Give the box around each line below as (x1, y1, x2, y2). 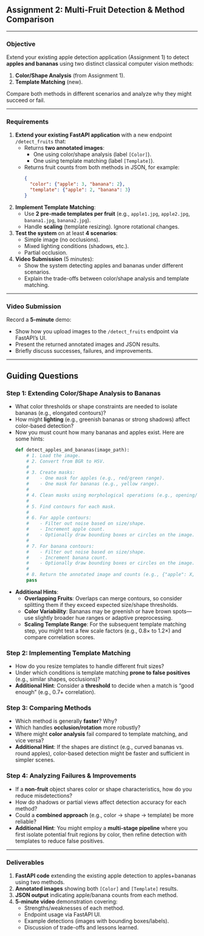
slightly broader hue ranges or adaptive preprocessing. (35, 614, 173, 621)
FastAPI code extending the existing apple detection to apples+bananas (15, 872, 196, 879)
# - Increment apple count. (26, 526, 106, 533)
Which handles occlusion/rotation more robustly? (15, 724, 141, 731)
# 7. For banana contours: (26, 543, 95, 549)
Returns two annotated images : (24, 144, 105, 152)
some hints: (15, 435, 44, 442)
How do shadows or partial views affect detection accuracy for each (15, 798, 186, 806)
